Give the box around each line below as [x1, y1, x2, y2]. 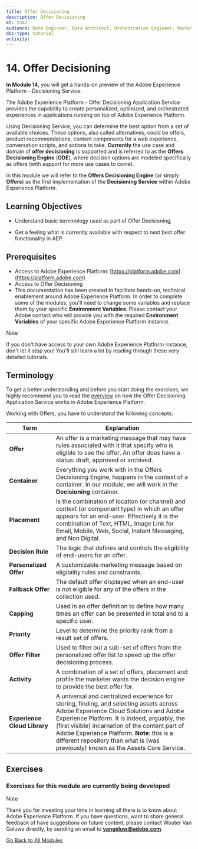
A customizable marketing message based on [55, 561, 183, 569]
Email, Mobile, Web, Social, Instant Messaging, [55, 527, 184, 535]
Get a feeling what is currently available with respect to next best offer [14, 228, 186, 236]
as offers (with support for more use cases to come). [6, 160, 134, 167]
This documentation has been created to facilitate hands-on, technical [14, 286, 186, 293]
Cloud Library [9, 721, 48, 730]
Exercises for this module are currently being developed [6, 782, 170, 790]
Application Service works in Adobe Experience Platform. [6, 399, 146, 406]
